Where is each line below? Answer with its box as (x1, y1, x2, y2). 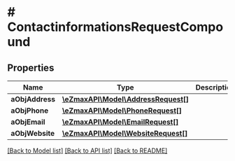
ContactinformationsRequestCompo (7, 19, 224, 35)
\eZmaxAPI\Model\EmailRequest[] (62, 117, 179, 127)
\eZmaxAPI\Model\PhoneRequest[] (62, 106, 182, 115)
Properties (7, 62, 55, 73)
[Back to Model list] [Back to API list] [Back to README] (7, 146, 168, 155)
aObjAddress (10, 94, 56, 104)
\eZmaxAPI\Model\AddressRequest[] (62, 94, 189, 104)
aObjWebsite (10, 129, 55, 138)
